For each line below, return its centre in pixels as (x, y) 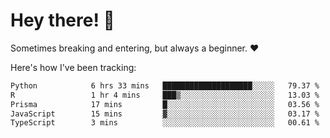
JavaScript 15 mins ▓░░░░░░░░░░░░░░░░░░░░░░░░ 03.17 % (165, 114)
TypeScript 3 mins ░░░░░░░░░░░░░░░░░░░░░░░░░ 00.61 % (165, 123)
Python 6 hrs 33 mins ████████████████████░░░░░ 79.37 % (165, 85)
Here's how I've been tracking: (73, 67)
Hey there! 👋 (62, 20)
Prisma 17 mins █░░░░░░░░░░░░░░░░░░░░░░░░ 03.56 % (165, 104)
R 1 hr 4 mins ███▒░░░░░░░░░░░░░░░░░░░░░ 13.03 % (165, 95)
